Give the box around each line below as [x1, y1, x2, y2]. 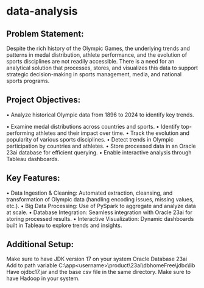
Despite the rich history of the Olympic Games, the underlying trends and [6, 45, 190, 52]
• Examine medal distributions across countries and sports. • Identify [6, 123, 180, 130]
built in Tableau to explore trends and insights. [6, 221, 122, 229]
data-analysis [6, 4, 78, 18]
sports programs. [6, 77, 50, 84]
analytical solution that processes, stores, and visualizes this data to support [6, 64, 199, 71]
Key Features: [6, 173, 60, 184]
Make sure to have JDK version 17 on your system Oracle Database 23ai [6, 255, 188, 263]
